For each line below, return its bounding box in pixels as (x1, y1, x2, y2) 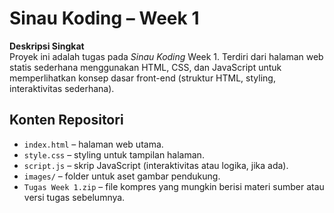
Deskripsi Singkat (9, 40, 85, 52)
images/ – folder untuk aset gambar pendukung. (23, 170, 221, 182)
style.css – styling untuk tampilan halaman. (23, 148, 205, 161)
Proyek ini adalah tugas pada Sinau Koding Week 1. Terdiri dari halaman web (9, 50, 324, 62)
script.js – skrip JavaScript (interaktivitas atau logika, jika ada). (23, 159, 289, 171)
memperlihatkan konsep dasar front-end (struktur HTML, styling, (9, 72, 276, 84)
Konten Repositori (9, 112, 124, 129)
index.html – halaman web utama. (23, 138, 164, 150)
